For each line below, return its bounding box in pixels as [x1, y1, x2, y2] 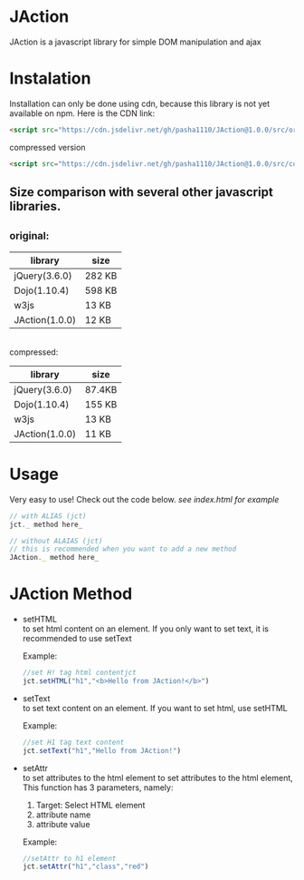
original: [9, 230, 50, 242]
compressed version [9, 142, 86, 152]
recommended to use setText [22, 633, 133, 644]
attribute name [35, 809, 91, 820]
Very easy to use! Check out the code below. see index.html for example [9, 494, 280, 504]
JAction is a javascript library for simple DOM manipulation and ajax [9, 36, 261, 47]
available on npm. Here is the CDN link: [9, 107, 156, 119]
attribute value [35, 818, 90, 829]
